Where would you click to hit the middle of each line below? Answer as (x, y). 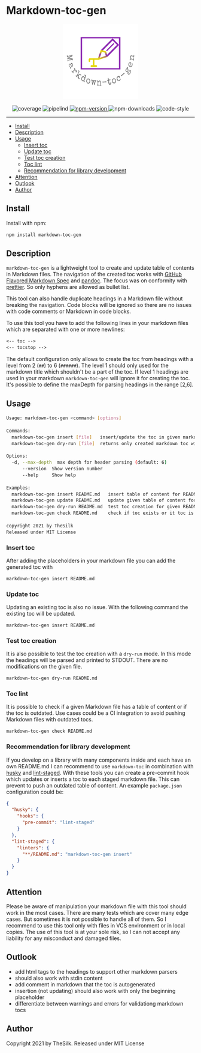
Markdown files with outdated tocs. (50, 720)
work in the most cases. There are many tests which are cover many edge (98, 912)
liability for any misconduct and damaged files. (64, 938)
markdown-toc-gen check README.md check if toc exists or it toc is (103, 513)
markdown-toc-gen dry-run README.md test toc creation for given (96, 507)
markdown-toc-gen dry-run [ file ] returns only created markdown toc (100, 443)
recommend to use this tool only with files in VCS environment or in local (96, 925)
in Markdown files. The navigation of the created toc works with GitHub (94, 275)
